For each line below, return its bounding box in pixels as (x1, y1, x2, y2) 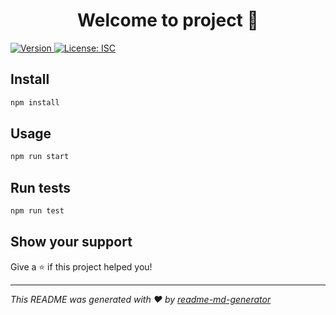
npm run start (10, 152, 70, 162)
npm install (10, 97, 60, 108)
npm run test (10, 206, 65, 216)
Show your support (10, 234, 133, 251)
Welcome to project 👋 (77, 9, 259, 32)
